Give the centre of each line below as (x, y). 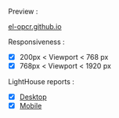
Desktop (33, 97)
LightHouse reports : (41, 82)
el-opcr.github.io (35, 26)
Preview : (23, 11)
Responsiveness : (36, 42)
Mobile (31, 106)
